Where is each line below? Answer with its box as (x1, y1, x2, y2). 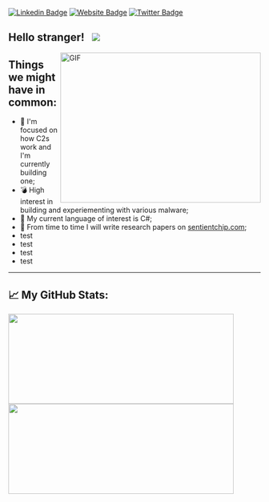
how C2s (19, 134, 50, 143)
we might (8, 70, 56, 84)
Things (8, 58, 44, 71)
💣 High (19, 185, 45, 195)
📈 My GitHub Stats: (8, 288, 109, 302)
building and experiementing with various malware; (19, 205, 189, 215)
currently (19, 159, 50, 169)
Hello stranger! (8, 30, 85, 44)
